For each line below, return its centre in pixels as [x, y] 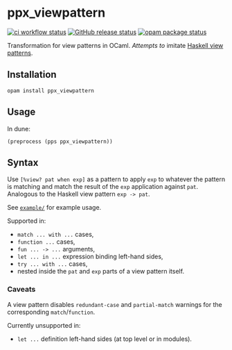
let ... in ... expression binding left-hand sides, [90, 257]
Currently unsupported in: [44, 325]
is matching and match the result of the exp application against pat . [103, 187]
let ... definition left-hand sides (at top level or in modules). [105, 339]
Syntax [23, 162]
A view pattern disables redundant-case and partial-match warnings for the [115, 304]
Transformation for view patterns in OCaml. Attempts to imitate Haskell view [115, 45]
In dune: [19, 128]
